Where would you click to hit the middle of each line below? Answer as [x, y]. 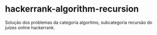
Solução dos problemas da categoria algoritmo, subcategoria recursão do [79, 22]
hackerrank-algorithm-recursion [72, 9]
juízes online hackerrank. [30, 27]
